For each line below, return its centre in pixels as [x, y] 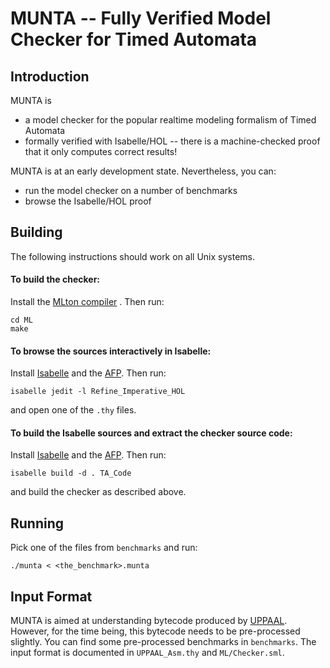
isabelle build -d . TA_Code [71, 473]
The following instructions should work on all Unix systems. [133, 256]
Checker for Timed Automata [134, 39]
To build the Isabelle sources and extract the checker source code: [151, 433]
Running [37, 523]
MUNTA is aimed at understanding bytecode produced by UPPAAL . [149, 621]
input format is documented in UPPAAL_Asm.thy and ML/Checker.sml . [147, 653]
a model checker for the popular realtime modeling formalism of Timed [170, 120]
